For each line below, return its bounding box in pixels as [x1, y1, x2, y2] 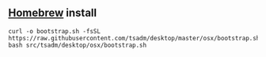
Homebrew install [8, 6, 97, 20]
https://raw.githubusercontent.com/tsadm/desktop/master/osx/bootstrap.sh [8, 34, 260, 42]
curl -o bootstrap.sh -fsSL [8, 27, 101, 35]
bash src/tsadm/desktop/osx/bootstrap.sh [8, 41, 147, 49]
